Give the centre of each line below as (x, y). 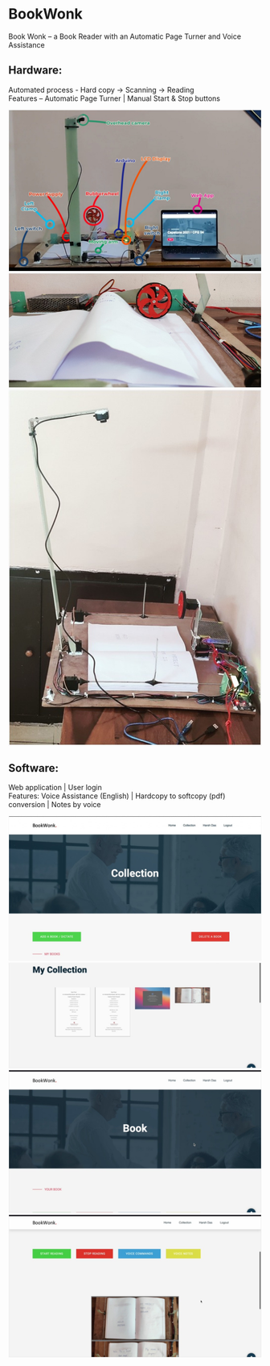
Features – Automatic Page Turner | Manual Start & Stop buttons (115, 98)
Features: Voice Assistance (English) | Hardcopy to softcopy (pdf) (117, 796)
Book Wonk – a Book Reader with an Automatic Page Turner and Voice (125, 36)
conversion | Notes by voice (55, 805)
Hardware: (35, 71)
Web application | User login (55, 788)
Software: (33, 768)
